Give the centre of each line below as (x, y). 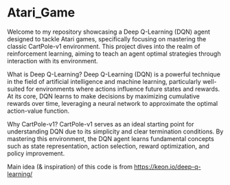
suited (16, 89)
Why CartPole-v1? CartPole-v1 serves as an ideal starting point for (101, 124)
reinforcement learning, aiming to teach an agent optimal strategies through (114, 54)
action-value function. (38, 111)
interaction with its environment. (53, 61)
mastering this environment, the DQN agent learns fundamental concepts (111, 138)
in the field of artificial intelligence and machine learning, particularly (104, 81)
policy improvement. (36, 153)
